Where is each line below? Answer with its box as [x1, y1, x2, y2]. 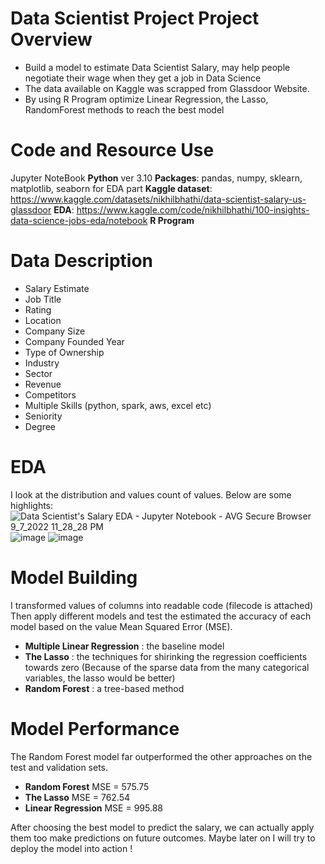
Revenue [24, 378, 62, 390]
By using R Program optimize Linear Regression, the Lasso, [24, 93, 269, 105]
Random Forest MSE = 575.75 [24, 780, 150, 792]
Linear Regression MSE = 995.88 [24, 802, 163, 814]
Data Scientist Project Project [10, 7, 260, 30]
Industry [24, 357, 60, 369]
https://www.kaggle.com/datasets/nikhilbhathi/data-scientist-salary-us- [10, 193, 307, 205]
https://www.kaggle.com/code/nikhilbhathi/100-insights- [76, 203, 310, 216]
